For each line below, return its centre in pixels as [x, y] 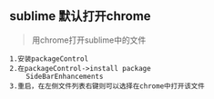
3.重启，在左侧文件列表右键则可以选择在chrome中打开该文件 [107, 86]
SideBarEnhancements [65, 76]
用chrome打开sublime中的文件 [89, 40]
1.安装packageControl [49, 59]
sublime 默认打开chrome [81, 16]
